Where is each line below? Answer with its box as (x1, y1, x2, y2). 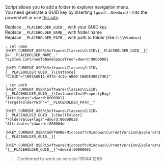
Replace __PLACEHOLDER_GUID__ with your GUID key (5, 24, 107, 30)
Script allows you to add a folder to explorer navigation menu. (5, 4, 130, 10)
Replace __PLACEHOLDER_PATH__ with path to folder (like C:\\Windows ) (5, 34, 141, 40)
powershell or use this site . (5, 15, 60, 20)
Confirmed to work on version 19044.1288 (17, 156, 102, 162)
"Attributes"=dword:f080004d (5, 121, 65, 126)
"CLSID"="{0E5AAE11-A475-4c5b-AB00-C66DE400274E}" (5, 74, 111, 79)
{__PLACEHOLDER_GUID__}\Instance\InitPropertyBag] (5, 91, 111, 96)
